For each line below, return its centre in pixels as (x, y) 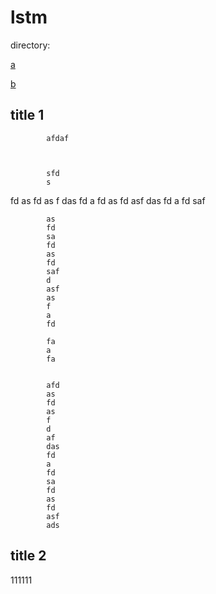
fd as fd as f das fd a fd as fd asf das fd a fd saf (108, 200)
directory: (30, 45)
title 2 (28, 556)
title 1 (27, 115)
